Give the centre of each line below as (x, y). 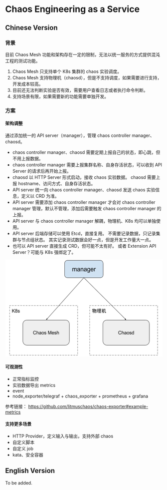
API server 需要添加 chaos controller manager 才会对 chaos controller (84, 202)
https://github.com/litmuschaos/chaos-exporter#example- (88, 406)
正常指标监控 (25, 379)
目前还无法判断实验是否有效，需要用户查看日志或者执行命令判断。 (80, 90)
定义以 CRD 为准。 (40, 196)
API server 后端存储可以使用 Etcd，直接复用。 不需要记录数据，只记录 (84, 234)
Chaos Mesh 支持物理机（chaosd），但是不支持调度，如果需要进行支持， (87, 77)
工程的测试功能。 (23, 60)
